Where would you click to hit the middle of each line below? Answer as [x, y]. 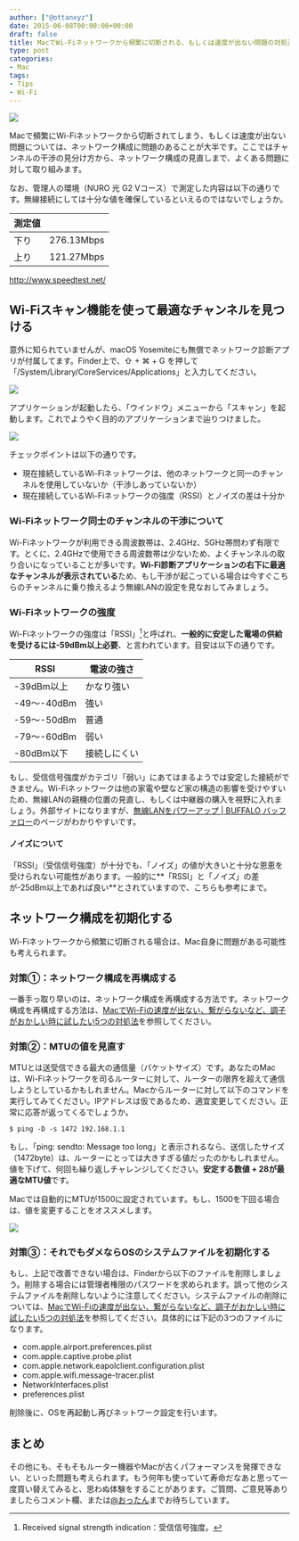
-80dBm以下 [41, 753]
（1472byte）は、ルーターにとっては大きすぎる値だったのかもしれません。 [146, 1158]
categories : [31, 59]
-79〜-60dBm [45, 737]
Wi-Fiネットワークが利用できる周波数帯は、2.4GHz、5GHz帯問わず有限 [141, 542]
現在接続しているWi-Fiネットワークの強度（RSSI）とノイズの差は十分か [153, 496]
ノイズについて [36, 844]
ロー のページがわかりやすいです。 [78, 821]
